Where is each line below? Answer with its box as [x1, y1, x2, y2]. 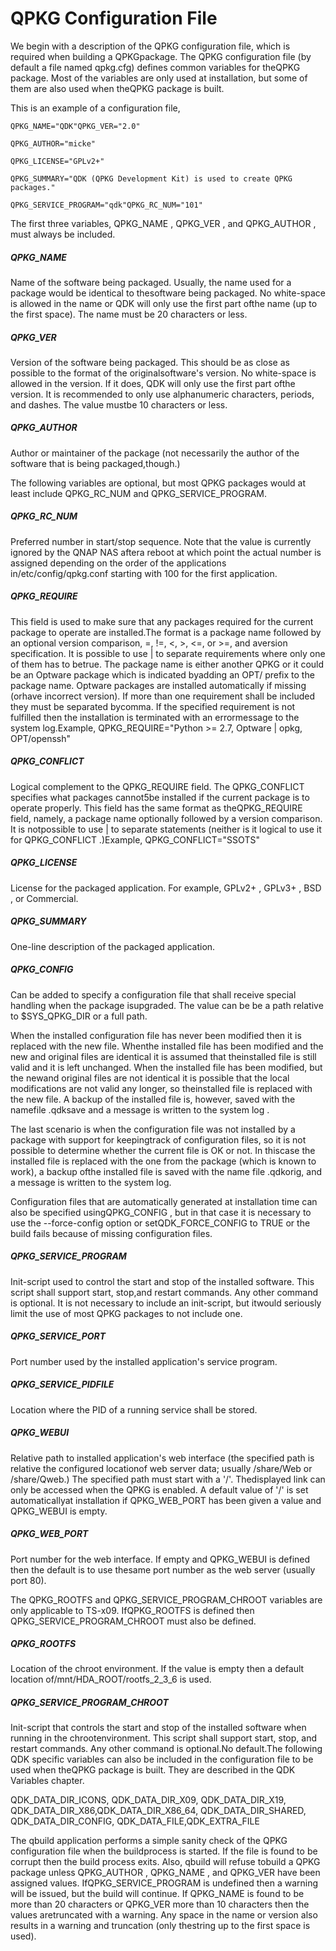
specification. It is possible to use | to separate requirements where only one [10, 647, 326, 659]
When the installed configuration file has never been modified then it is [10, 1029, 302, 1041]
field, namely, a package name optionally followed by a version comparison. [10, 812, 323, 824]
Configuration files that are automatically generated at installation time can [10, 1195, 318, 1207]
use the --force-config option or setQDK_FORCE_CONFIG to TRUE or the [10, 1217, 311, 1229]
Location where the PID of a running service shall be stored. [10, 1403, 258, 1416]
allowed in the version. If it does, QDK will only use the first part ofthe [10, 377, 296, 389]
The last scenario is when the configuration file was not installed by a [10, 1123, 296, 1135]
